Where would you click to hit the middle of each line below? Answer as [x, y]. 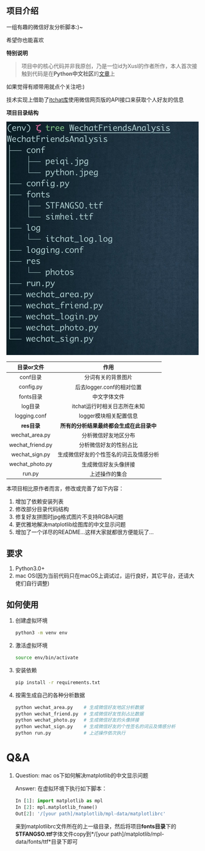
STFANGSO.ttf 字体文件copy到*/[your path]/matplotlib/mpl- [90, 834]
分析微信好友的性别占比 [109, 445]
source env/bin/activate [47, 658]
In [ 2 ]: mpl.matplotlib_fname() [56, 807]
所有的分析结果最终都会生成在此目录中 [108, 425]
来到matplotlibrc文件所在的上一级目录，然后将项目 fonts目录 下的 [96, 826]
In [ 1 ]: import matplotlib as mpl [59, 801]
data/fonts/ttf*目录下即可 [46, 841]
